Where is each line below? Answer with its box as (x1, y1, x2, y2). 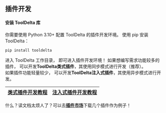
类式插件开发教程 (7, 89, 48, 96)
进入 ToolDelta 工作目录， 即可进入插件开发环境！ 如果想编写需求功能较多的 (5, 57, 160, 63)
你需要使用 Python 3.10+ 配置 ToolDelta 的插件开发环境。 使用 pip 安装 (5, 31, 149, 37)
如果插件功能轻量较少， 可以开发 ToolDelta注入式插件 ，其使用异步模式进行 (5, 70, 157, 76)
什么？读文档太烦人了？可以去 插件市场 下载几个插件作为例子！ (5, 103, 131, 109)
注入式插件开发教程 (52, 89, 98, 96)
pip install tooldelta (5, 48, 52, 53)
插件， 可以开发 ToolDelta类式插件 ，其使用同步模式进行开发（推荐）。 (5, 64, 146, 70)
